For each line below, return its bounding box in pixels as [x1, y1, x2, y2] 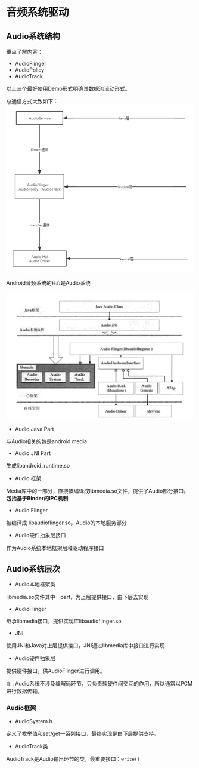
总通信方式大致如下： [6, 98, 58, 105]
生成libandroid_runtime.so [6, 462, 70, 469]
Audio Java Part [14, 425, 55, 433]
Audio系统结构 [6, 31, 61, 41]
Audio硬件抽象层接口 [14, 532, 67, 539]
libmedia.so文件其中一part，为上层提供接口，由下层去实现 [6, 593, 149, 600]
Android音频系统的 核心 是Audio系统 [6, 279, 91, 287]
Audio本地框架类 [14, 580, 56, 588]
